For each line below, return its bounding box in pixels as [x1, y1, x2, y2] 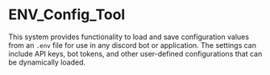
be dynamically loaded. [8, 57, 86, 67]
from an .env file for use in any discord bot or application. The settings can [8, 40, 256, 49]
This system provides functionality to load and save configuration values [8, 32, 250, 41]
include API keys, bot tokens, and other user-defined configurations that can [8, 49, 263, 58]
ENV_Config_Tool [8, 6, 126, 24]
